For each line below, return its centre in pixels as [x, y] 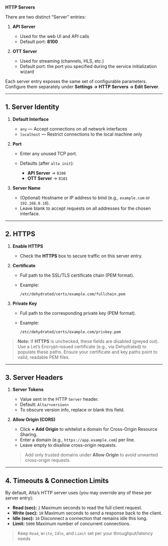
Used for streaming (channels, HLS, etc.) [62, 61]
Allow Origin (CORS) [34, 419]
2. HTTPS [20, 234]
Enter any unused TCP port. [48, 153]
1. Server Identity [32, 107]
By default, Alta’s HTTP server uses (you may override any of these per [78, 493]
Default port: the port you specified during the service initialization [88, 66]
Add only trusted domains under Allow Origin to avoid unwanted [91, 455]
